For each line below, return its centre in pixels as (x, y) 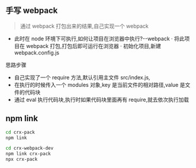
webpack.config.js (37, 53)
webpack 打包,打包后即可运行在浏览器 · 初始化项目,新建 (93, 46)
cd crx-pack (20, 132)
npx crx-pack (22, 159)
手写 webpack (32, 11)
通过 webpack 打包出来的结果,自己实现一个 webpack (84, 26)
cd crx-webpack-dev (30, 148)
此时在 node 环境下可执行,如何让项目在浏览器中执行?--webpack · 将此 (99, 38)
